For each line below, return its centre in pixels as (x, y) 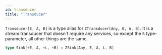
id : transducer (21, 10)
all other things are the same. (58, 39)
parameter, (16, 39)
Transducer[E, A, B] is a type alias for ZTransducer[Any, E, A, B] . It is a (79, 28)
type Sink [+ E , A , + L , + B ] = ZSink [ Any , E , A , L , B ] (60, 48)
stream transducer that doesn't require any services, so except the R (75, 33)
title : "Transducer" (27, 14)
